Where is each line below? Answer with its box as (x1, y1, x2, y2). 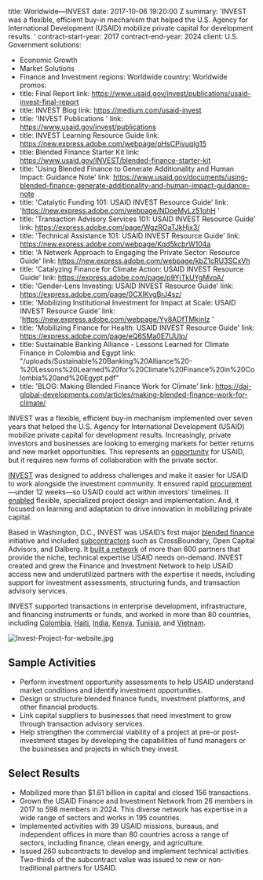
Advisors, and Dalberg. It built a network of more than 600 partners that (8, 545, 241, 553)
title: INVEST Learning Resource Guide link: (19, 131, 159, 140)
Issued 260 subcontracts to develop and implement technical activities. (19, 846, 251, 856)
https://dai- (214, 382, 252, 390)
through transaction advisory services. (19, 719, 145, 728)
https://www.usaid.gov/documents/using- (113, 172, 249, 182)
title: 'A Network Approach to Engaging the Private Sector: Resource (19, 248, 241, 257)
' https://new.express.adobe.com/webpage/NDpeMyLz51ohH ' (19, 206, 220, 215)
